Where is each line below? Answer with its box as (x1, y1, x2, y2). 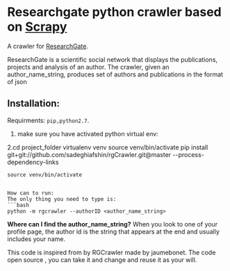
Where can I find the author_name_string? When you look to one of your (7, 220, 217, 228)
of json (7, 77, 27, 85)
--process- (172, 150, 205, 158)
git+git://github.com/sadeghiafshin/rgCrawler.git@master (7, 150, 172, 158)
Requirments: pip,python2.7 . (7, 116, 90, 124)
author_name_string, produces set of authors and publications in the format (7, 70, 224, 79)
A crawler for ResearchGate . (7, 42, 89, 50)
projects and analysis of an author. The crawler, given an (7, 63, 170, 71)
